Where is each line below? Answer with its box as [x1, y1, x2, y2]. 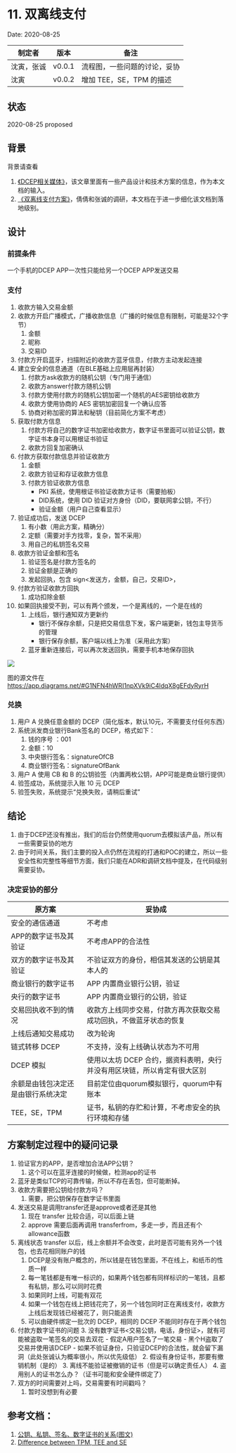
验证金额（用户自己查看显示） [38, 504, 125, 513]
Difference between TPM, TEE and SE [17, 1438, 128, 1446]
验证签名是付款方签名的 [27, 557, 96, 566]
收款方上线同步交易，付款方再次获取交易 [86, 1005, 221, 1015]
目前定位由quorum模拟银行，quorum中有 [86, 1079, 223, 1088]
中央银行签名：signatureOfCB [27, 752, 114, 761]
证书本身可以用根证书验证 [34, 434, 109, 443]
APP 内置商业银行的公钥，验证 [86, 991, 188, 1001]
